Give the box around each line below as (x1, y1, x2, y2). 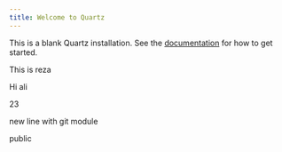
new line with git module (9, 116, 98, 126)
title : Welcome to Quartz (9, 12, 105, 22)
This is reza (9, 64, 51, 75)
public (9, 132, 33, 143)
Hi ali (9, 81, 28, 92)
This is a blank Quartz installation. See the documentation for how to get (9, 37, 273, 48)
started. (9, 46, 38, 58)
